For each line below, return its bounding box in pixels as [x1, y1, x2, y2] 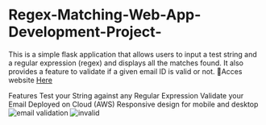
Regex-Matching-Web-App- [8, 6, 202, 24]
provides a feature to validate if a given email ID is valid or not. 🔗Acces [8, 66, 243, 76]
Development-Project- [8, 23, 162, 41]
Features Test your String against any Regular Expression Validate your [8, 90, 244, 100]
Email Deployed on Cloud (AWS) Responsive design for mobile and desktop [8, 99, 259, 109]
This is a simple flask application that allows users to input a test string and [8, 49, 258, 59]
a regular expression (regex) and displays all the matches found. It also [8, 58, 244, 68]
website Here [8, 75, 53, 85]
